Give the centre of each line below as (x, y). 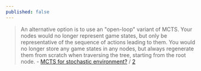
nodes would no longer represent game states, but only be (94, 35)
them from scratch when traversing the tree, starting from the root (103, 55)
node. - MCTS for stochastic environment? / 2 (78, 61)
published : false (28, 12)
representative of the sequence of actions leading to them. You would (108, 42)
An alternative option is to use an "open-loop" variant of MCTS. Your (106, 29)
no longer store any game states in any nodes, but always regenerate (107, 49)
